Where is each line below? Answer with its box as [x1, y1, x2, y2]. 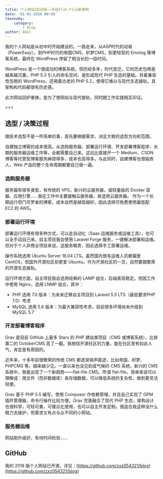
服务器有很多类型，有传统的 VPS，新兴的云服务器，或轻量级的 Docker [5, 187, 145, 193]
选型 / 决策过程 [5, 119, 49, 128]
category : [14, 20, 34, 26]
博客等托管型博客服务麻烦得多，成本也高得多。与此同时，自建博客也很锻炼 [5, 156, 154, 162]
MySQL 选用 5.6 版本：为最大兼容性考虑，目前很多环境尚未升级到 [12, 304, 143, 310]
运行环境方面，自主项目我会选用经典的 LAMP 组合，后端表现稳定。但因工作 [5, 275, 156, 281]
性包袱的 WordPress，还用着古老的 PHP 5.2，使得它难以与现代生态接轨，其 [5, 78, 156, 84]
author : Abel [5, 30, 32, 34]
